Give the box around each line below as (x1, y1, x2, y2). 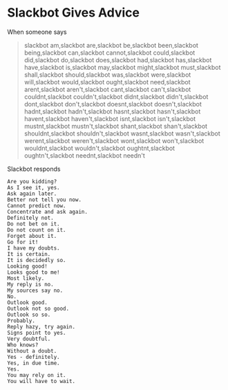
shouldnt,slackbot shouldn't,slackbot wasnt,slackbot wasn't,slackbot (23, 129, 221, 138)
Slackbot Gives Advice (7, 5, 140, 21)
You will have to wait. (7, 378, 76, 384)
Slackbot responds (7, 165, 61, 173)
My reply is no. (7, 281, 54, 288)
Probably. (7, 317, 36, 324)
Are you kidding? (7, 178, 57, 185)
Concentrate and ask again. (7, 208, 88, 215)
